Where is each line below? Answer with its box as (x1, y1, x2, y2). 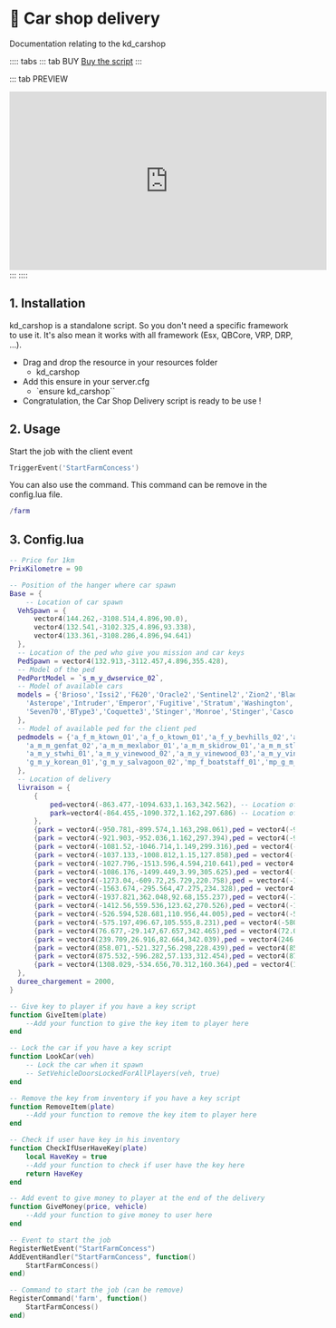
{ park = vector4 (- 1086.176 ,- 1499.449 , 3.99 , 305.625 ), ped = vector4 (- (33, 867, 298, 876)
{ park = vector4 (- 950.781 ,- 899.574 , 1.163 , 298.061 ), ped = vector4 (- (33, 825, 294, 835)
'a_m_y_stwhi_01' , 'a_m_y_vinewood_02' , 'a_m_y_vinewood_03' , (25, 749, 257, 758)
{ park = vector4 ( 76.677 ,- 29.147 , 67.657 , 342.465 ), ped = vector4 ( (33, 926, 282, 935)
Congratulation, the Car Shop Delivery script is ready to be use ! (22, 395, 262, 406)
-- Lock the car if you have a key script (9, 1043, 172, 1053)
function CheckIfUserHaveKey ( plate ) (9, 1144, 148, 1153)
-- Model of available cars (17, 682, 124, 691)
